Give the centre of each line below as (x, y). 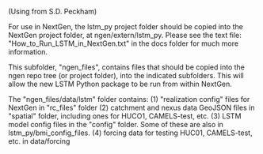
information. (28, 52)
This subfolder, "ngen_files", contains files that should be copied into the (127, 67)
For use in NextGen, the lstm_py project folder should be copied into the (126, 26)
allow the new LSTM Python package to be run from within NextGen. (120, 84)
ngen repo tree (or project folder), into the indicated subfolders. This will (126, 75)
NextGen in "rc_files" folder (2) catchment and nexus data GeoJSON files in (131, 107)
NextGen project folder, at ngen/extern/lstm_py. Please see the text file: (125, 35)
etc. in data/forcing (39, 141)
